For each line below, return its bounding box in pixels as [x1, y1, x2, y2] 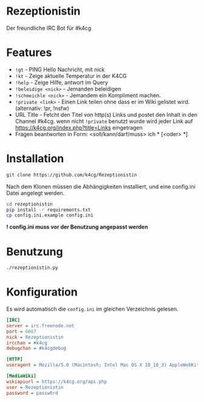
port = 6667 [6, 328, 36, 334]
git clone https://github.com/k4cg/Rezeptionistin [6, 172, 137, 178]
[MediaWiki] [6, 373, 36, 379]
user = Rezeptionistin [6, 384, 64, 390]
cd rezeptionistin [6, 201, 53, 207]
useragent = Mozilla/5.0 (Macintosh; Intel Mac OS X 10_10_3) [6, 362, 167, 369]
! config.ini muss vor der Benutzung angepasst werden [6, 223, 148, 230]
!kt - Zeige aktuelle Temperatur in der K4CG [15, 72, 127, 80]
